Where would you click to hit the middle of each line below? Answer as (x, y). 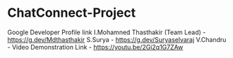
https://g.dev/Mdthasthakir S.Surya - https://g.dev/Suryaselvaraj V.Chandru (117, 39)
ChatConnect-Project (72, 13)
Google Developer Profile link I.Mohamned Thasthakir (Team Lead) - (107, 32)
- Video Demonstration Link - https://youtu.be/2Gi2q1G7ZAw (95, 47)
